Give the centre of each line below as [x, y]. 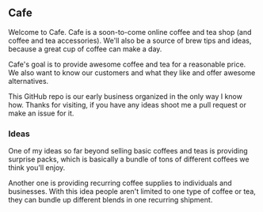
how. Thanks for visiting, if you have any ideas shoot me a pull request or [128, 104]
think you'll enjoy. [37, 168]
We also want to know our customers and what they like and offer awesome [132, 72]
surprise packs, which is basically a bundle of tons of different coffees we [129, 159]
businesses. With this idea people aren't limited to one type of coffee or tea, [132, 191]
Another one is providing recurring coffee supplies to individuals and [120, 183]
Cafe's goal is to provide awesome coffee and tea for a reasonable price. [127, 64]
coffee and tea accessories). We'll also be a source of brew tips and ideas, [130, 40]
